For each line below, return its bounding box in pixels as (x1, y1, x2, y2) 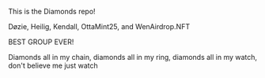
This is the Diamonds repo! (8, 7, 97, 16)
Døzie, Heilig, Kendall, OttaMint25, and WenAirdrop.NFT (8, 22, 191, 31)
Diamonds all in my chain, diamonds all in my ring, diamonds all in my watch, (8, 53, 258, 61)
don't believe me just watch (8, 61, 99, 70)
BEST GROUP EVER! (8, 37, 74, 46)
